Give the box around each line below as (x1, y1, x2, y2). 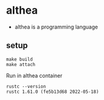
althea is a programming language (14, 23, 99, 30)
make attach (6, 61, 35, 67)
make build (6, 56, 33, 62)
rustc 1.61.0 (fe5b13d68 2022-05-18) (6, 89, 99, 95)
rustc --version (6, 83, 46, 89)
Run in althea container (6, 72, 63, 79)
